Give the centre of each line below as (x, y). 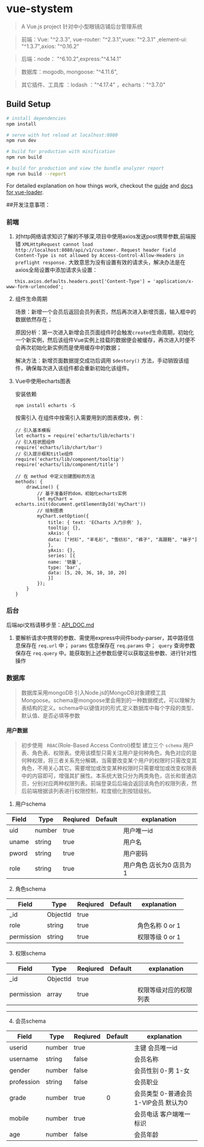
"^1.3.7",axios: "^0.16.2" (50, 46)
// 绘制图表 (50, 511)
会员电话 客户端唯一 (162, 1114)
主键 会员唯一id (156, 1048)
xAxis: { (59, 533)
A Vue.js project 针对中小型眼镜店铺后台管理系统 (82, 26)
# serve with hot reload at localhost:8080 (62, 135)
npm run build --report (36, 174)
